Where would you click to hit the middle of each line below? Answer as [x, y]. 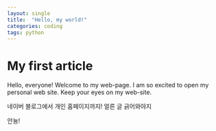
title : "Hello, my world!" [47, 20]
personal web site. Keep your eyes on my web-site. [80, 92]
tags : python [26, 32]
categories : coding [35, 26]
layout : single [29, 13]
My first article [50, 66]
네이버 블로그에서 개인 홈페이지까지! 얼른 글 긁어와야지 [80, 106]
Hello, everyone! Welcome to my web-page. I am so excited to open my [108, 85]
